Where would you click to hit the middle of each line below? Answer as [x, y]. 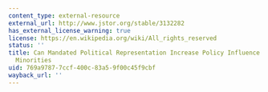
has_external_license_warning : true [69, 30]
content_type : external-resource [64, 16]
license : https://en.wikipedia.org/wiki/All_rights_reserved [113, 38]
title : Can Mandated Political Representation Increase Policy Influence [134, 53]
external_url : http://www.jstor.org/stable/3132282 [96, 23]
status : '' [26, 46]
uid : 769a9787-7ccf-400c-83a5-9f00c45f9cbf [82, 68]
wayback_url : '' [35, 75]
